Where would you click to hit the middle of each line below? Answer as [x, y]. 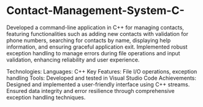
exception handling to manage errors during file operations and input [93, 53]
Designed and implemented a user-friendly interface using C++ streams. [98, 84]
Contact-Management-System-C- [96, 11]
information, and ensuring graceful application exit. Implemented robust [97, 47]
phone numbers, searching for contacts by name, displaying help [89, 40]
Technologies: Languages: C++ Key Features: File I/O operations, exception [102, 71]
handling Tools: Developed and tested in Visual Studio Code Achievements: [101, 78]
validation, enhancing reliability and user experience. [73, 60]
